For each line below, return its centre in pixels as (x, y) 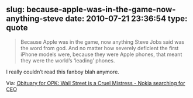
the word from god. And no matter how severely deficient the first (99, 48)
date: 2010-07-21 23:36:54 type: (126, 19)
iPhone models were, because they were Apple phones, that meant (101, 54)
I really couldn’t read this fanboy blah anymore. (63, 72)
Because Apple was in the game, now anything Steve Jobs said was (102, 42)
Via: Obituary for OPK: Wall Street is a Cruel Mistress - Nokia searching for (96, 83)
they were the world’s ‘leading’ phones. (68, 60)
